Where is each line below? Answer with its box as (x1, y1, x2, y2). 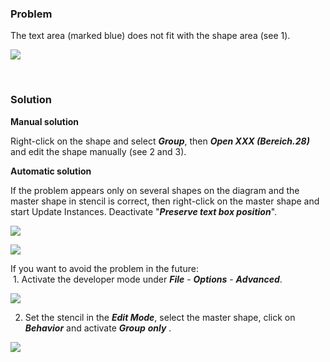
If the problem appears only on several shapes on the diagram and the (10, 184, 300, 196)
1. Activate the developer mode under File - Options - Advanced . (12, 273, 283, 285)
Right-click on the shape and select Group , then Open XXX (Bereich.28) (10, 135, 310, 147)
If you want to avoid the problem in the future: (10, 262, 199, 274)
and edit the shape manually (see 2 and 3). (10, 145, 187, 157)
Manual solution (10, 115, 79, 127)
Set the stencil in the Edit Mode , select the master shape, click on (24, 311, 296, 323)
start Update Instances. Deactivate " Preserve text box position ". (10, 205, 278, 217)
